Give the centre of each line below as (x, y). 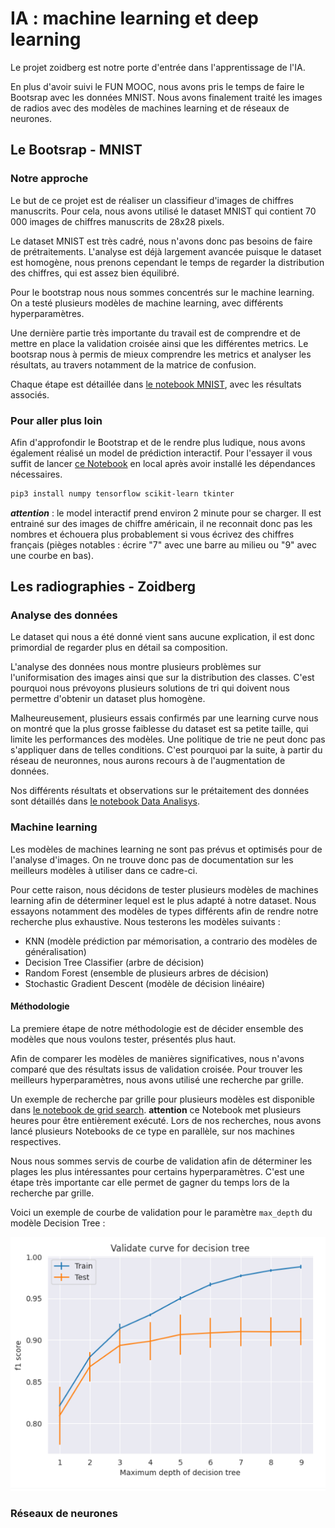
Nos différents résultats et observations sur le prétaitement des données (160, 791)
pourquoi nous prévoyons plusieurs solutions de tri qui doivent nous (150, 688)
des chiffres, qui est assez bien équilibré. (95, 273)
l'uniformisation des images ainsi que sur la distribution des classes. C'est (162, 678)
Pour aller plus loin (56, 420)
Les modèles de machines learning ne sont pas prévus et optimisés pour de (166, 849)
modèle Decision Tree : (58, 1223)
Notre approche (49, 179)
